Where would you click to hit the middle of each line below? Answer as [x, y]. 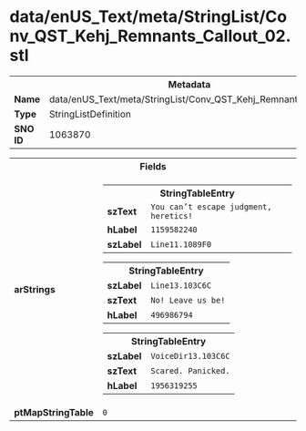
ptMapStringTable [54, 412]
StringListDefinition [90, 114]
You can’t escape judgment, [211, 206]
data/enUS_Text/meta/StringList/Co [148, 17]
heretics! [171, 215]
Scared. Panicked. [190, 370]
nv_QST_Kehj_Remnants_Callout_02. [150, 36]
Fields [153, 166]
